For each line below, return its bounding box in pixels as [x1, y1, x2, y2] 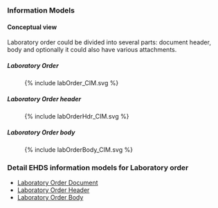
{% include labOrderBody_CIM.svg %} [24, 146, 134, 154]
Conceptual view [7, 23, 57, 31]
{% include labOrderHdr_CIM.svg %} [24, 112, 129, 121]
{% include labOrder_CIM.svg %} [24, 79, 119, 87]
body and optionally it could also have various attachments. [7, 46, 177, 54]
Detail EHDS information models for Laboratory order [7, 162, 189, 172]
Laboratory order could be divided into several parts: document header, [7, 38, 211, 46]
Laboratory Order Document [17, 179, 98, 187]
